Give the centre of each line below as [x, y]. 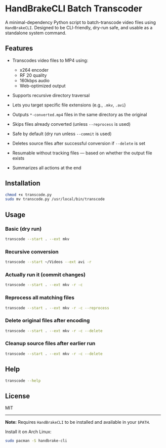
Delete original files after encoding [47, 321]
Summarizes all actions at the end [47, 168]
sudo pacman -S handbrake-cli [36, 441]
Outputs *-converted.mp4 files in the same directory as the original [80, 114]
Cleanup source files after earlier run [50, 344]
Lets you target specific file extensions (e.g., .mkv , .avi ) [69, 105]
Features [19, 48]
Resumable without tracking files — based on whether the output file [82, 153]
